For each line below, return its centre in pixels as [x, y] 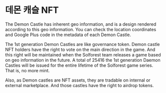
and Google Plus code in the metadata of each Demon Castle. [68, 35]
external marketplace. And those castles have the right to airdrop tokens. [80, 85]
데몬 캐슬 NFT [32, 10]
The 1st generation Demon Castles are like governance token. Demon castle [83, 44]
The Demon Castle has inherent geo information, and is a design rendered [81, 24]
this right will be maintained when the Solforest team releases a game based [83, 54]
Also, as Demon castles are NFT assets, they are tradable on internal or [78, 80]
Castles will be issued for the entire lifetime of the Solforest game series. [79, 65]
